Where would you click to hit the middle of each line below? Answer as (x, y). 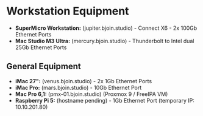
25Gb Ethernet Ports (41, 47)
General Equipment (44, 67)
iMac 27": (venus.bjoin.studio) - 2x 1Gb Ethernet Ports (84, 81)
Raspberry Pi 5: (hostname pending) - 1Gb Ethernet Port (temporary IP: (105, 100)
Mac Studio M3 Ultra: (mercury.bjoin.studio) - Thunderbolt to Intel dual (105, 41)
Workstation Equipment (68, 11)
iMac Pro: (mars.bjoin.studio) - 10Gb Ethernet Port (78, 87)
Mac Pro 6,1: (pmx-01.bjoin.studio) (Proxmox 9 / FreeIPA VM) (91, 94)
